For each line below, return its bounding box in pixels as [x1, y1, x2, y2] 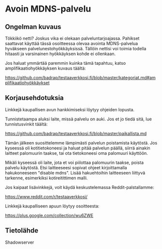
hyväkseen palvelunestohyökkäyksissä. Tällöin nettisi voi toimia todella [5, 46, 146, 51]
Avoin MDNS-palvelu [5, 3, 91, 15]
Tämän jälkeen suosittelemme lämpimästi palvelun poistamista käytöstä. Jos [5, 140, 158, 146]
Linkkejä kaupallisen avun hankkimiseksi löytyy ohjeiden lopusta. [5, 106, 135, 112]
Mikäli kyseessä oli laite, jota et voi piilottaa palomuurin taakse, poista [5, 160, 144, 165]
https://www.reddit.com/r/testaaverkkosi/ [5, 193, 88, 199]
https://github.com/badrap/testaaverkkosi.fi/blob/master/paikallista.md [5, 131, 147, 136]
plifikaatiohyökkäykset [5, 80, 50, 86]
